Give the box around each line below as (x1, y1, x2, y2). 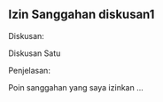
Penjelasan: (8, 65, 50, 75)
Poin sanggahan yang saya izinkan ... (8, 82, 144, 92)
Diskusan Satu (8, 48, 61, 59)
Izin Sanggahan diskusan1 (8, 7, 155, 22)
